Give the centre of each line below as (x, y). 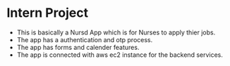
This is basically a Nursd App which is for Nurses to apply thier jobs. (116, 32)
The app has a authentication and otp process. (85, 39)
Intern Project (48, 13)
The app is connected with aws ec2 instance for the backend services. (120, 55)
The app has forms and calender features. (78, 47)
